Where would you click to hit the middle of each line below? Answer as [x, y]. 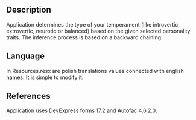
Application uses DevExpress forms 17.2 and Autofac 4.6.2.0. [82, 110]
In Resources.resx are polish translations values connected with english [95, 71]
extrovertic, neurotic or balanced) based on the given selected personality [98, 31]
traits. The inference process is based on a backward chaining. [84, 37]
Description [29, 10]
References [28, 96]
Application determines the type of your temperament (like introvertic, [93, 24]
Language [26, 56]
